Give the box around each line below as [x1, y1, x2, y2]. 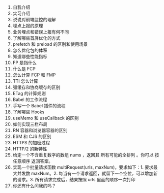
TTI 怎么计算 [12, 78, 38, 84]
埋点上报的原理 [12, 23, 43, 29]
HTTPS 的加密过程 [12, 140, 51, 145]
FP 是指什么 [12, 60, 37, 65]
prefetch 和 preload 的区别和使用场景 [12, 41, 88, 47]
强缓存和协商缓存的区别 [12, 84, 60, 90]
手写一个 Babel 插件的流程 [12, 103, 66, 108]
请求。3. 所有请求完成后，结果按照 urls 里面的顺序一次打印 [17, 177, 136, 182]
